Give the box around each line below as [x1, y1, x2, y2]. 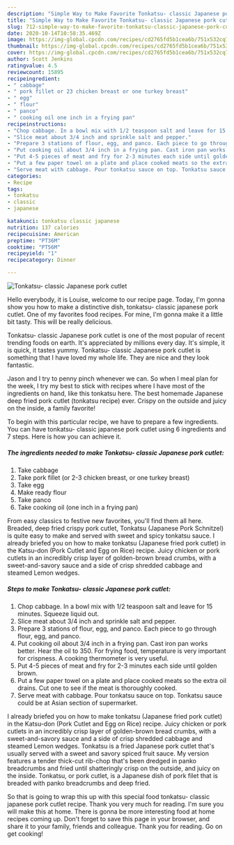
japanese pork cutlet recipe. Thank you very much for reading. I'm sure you [7, 800, 224, 808]
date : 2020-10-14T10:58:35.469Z [7, 29, 101, 37]
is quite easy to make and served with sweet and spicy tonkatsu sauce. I [7, 531, 214, 540]
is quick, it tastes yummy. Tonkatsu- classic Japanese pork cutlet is [7, 346, 201, 354]
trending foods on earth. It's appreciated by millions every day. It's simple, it [7, 339, 225, 346]
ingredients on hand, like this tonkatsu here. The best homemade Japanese [7, 389, 224, 397]
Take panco [17, 495, 52, 504]
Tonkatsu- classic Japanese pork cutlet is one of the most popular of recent [7, 331, 225, 339]
